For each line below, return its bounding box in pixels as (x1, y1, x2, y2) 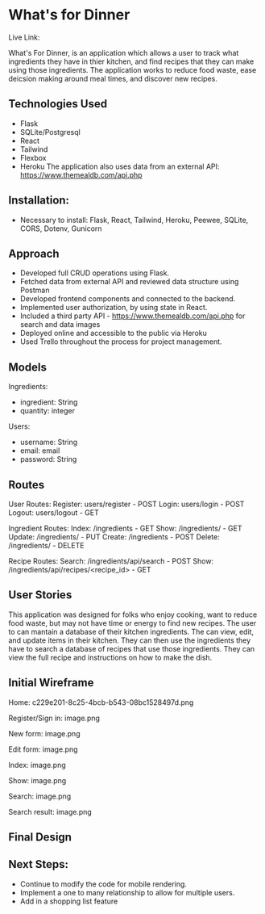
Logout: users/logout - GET (8, 508, 99, 518)
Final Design (8, 830, 72, 845)
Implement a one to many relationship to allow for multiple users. (19, 887, 235, 897)
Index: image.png (8, 760, 66, 769)
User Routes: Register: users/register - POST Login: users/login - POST (8, 499, 245, 509)
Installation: (8, 194, 70, 208)
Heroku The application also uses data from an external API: (19, 161, 220, 171)
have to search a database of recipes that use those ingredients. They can (8, 644, 255, 653)
